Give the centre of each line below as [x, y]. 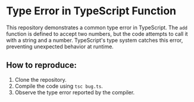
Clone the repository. [40, 79]
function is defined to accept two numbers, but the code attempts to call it [97, 33]
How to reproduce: [42, 65]
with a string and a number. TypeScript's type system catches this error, [95, 40]
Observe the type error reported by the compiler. [75, 92]
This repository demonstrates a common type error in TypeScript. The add [97, 27]
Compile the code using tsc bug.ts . [59, 86]
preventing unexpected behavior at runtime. [60, 47]
